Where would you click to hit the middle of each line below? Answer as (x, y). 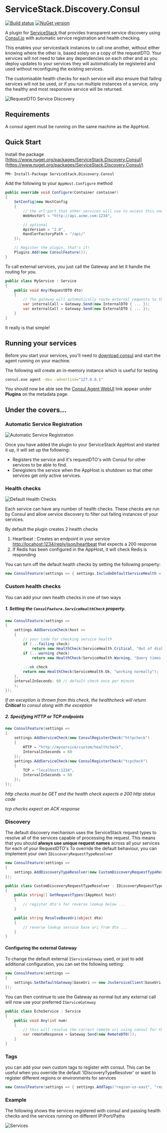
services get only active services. (47, 475)
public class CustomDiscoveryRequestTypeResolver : (60, 886)
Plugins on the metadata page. (37, 394)
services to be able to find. (40, 465)
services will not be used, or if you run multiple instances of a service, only (82, 84)
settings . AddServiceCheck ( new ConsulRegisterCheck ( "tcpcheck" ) (81, 761)
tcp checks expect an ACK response (42, 809)
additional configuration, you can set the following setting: (65, 964)
